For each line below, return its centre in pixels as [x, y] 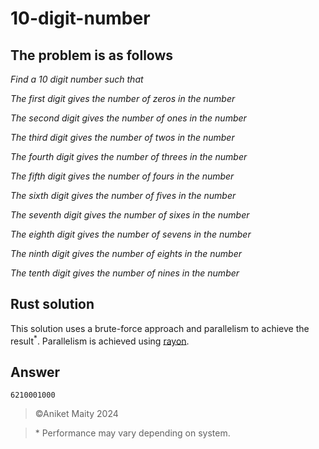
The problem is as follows [92, 55]
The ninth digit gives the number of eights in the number [126, 253]
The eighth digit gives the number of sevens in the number [131, 234]
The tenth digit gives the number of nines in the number [125, 273]
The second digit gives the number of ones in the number [128, 118]
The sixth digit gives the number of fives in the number [123, 195]
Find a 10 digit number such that [77, 79]
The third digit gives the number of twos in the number [122, 137]
